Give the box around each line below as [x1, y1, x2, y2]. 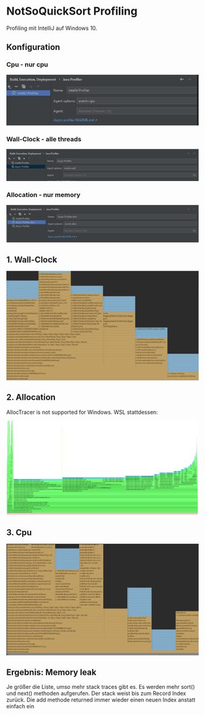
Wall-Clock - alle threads [6, 135, 82, 144]
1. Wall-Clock [6, 254, 58, 265]
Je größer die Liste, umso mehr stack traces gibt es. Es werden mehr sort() [6, 683, 195, 691]
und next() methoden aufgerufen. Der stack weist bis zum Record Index [6, 690, 186, 697]
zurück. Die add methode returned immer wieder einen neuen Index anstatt [6, 696, 196, 703]
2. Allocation [6, 392, 56, 403]
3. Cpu [6, 527, 32, 538]
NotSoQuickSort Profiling [6, 4, 138, 18]
